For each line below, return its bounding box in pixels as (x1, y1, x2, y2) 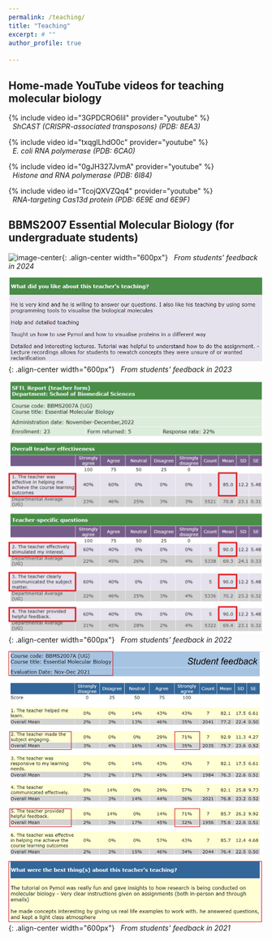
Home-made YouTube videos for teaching (8, 78, 225, 93)
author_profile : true (8, 39, 82, 47)
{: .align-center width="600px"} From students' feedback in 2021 (8, 923, 231, 933)
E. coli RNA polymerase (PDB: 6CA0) (11, 146, 136, 155)
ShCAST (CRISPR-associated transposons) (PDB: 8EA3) (11, 121, 201, 131)
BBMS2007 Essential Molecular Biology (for (8, 218, 235, 232)
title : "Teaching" (8, 21, 71, 30)
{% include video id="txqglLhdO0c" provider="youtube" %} (8, 137, 209, 146)
